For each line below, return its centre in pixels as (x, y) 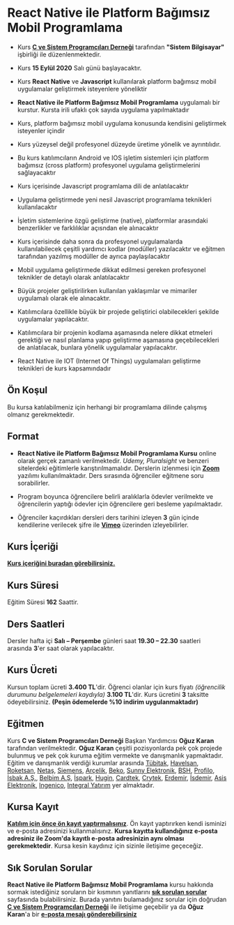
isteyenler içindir (41, 130)
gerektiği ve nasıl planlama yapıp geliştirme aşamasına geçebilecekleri (118, 340)
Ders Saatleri (36, 624)
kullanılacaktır (37, 206)
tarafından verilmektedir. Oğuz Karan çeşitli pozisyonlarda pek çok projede (115, 748)
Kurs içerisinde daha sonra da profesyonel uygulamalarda (100, 241)
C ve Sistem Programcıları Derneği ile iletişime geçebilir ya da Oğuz (106, 907)
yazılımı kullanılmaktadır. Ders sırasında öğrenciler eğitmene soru (110, 475)
